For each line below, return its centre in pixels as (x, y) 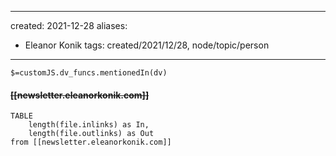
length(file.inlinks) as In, (89, 125)
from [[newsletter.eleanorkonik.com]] (91, 142)
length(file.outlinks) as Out (91, 134)
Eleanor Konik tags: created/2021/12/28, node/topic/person (147, 45)
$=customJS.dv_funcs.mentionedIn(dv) (89, 73)
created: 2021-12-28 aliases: (69, 25)
